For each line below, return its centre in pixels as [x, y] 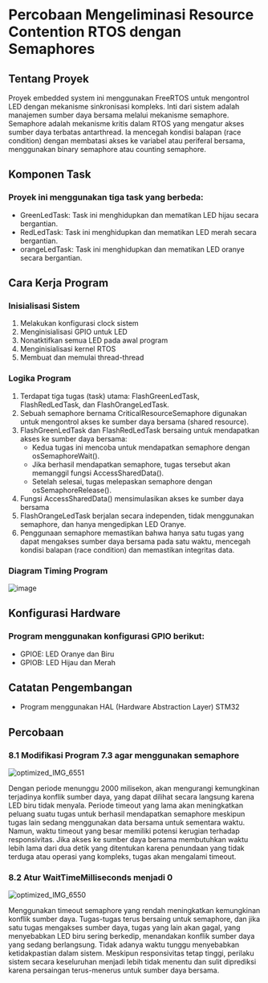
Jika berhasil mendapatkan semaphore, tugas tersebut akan [131, 464]
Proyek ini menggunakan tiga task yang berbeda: [106, 197]
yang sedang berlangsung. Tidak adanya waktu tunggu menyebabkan [124, 945]
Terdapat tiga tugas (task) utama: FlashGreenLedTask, [110, 396]
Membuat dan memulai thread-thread [82, 358]
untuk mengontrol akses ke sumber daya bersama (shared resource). [134, 422]
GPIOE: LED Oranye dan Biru [67, 654]
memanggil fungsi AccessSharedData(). [98, 473]
